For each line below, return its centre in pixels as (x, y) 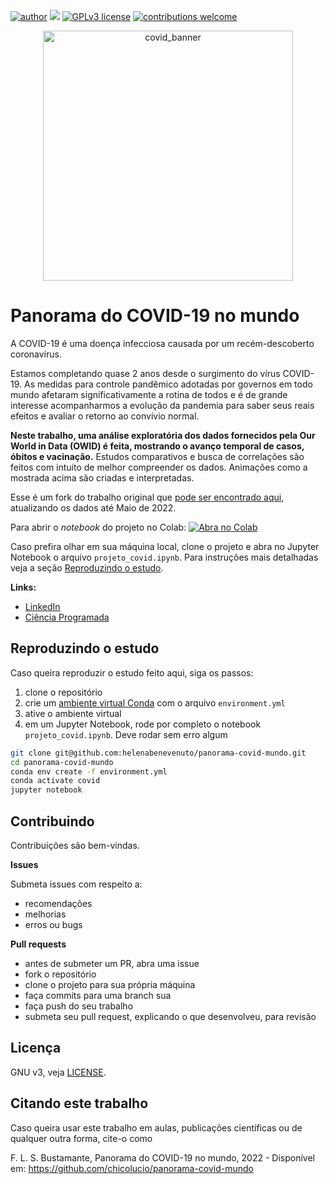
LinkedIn (42, 606)
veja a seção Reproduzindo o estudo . (87, 567)
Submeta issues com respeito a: (76, 884)
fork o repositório (60, 974)
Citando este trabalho (79, 1103)
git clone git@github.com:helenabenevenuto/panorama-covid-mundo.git (158, 753)
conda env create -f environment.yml (89, 771)
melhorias (45, 914)
